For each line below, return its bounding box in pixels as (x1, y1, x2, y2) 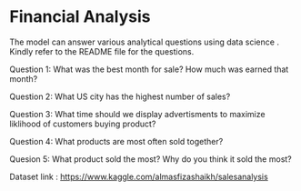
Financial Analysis (9, 6, 151, 27)
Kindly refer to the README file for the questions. (9, 45, 195, 56)
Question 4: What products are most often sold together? (9, 136, 224, 146)
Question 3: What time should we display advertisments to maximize (9, 108, 266, 119)
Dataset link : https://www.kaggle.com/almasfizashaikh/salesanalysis (9, 171, 268, 182)
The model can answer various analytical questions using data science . (9, 36, 280, 47)
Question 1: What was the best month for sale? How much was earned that (9, 64, 289, 75)
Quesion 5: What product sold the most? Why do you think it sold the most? (9, 153, 293, 165)
